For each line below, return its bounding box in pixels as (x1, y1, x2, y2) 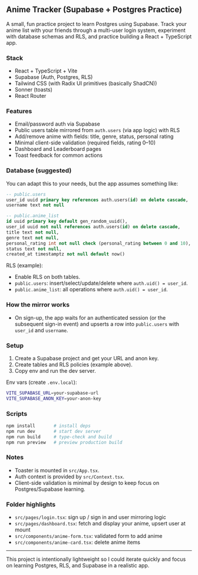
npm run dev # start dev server (6, 428, 101, 434)
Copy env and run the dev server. (14, 367, 96, 374)
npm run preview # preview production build (6, 439, 123, 445)
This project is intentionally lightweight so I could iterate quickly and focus (6, 556, 186, 563)
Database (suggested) (6, 166, 72, 175)
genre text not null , (6, 235, 60, 241)
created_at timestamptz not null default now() (6, 251, 126, 257)
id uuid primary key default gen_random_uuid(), (6, 218, 128, 225)
